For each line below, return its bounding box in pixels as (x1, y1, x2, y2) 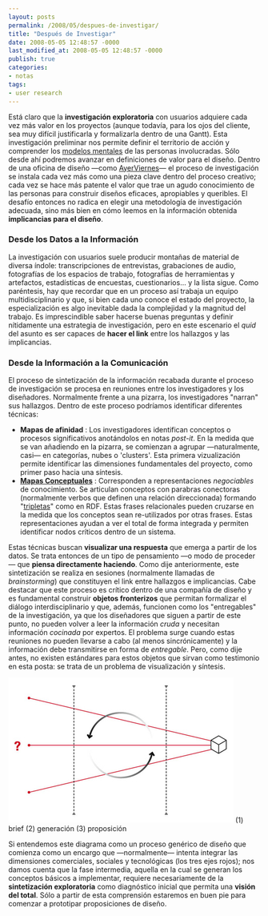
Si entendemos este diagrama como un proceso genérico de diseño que (8, 839, 246, 849)
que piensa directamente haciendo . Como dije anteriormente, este (17, 560, 240, 569)
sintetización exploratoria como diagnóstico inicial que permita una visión (8, 882, 256, 892)
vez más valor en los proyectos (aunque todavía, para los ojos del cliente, (8, 120, 250, 130)
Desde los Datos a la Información (8, 234, 139, 245)
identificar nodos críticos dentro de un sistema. (19, 527, 176, 536)
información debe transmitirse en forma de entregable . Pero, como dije (8, 645, 242, 654)
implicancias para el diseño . (8, 214, 104, 223)
